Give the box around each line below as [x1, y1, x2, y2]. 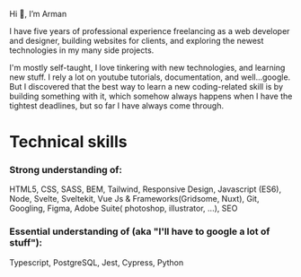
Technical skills [9, 132, 128, 152]
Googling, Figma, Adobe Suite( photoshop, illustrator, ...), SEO [9, 203, 238, 214]
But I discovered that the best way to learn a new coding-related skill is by [9, 82, 284, 91]
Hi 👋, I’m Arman [9, 9, 67, 19]
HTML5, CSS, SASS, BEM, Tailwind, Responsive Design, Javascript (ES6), [9, 184, 282, 195]
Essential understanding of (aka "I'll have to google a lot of [9, 225, 270, 238]
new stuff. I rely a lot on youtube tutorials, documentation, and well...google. [9, 72, 291, 82]
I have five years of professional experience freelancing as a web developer [9, 26, 290, 36]
